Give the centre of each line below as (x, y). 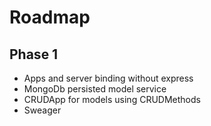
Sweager (42, 110)
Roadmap (50, 17)
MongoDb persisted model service (95, 89)
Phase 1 (34, 54)
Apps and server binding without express (108, 78)
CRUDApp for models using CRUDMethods (112, 99)
